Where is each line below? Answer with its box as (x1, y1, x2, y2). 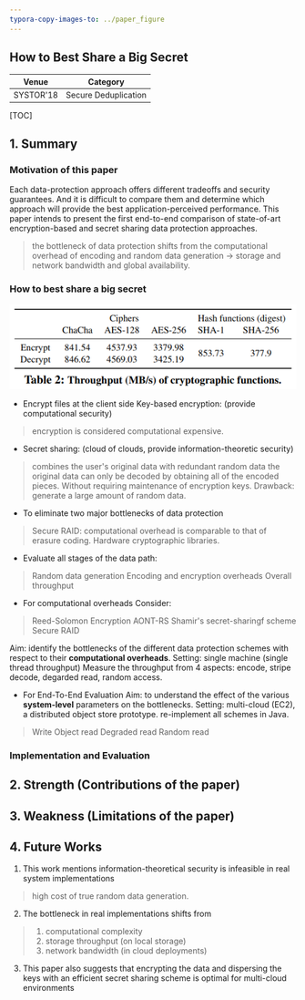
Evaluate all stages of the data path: (22, 552, 158, 563)
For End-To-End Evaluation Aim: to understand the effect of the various (22, 689, 290, 700)
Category (87, 76, 125, 87)
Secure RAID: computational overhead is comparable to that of (31, 525, 267, 536)
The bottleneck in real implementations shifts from (22, 908, 212, 920)
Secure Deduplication (66, 89, 147, 100)
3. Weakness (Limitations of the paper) (9, 808, 235, 824)
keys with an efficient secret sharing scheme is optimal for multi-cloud (22, 973, 287, 984)
